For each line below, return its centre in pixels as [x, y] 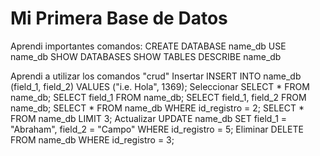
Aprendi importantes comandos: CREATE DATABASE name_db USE [148, 46]
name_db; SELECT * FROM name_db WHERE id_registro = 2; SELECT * [157, 108]
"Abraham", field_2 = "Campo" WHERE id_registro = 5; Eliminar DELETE [157, 129]
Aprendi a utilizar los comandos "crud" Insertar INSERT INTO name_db [156, 76]
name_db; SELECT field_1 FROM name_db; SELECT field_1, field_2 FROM [158, 97]
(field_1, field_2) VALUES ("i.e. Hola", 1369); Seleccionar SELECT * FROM [160, 86]
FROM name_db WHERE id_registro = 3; [92, 139]
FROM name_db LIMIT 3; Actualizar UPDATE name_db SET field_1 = [149, 118]
